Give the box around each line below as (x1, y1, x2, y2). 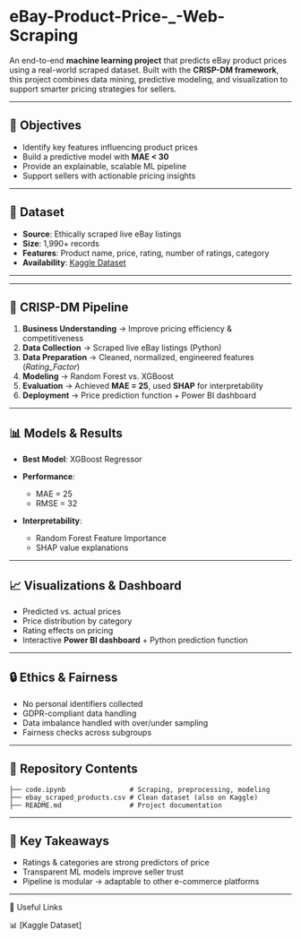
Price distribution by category (21, 616, 133, 626)
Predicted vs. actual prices (21, 607, 122, 616)
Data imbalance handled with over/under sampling (21, 717, 209, 728)
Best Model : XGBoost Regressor (21, 454, 142, 465)
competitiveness (21, 333, 84, 344)
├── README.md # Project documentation (9, 800, 222, 810)
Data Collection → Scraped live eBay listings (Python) (21, 342, 222, 353)
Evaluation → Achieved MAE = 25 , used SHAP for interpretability (21, 381, 264, 392)
